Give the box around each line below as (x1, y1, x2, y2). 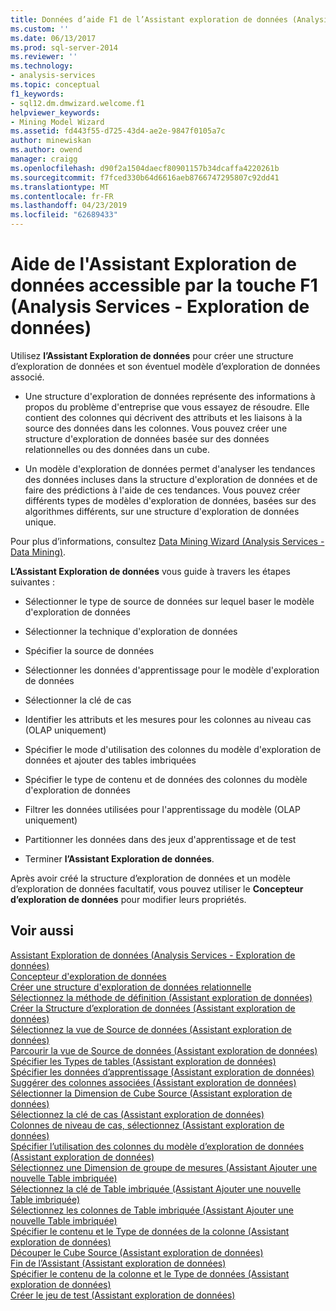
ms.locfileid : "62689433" (10, 210, 118, 220)
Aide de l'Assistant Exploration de (10, 253, 297, 276)
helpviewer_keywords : (10, 107, 101, 118)
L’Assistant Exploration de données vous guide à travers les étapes (10, 565, 291, 577)
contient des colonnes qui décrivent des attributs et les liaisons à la (24, 411, 303, 423)
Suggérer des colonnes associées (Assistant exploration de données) (10, 1076, 297, 1088)
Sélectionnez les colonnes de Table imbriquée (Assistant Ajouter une (10, 1204, 294, 1216)
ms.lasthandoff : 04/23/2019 (10, 201, 128, 211)
